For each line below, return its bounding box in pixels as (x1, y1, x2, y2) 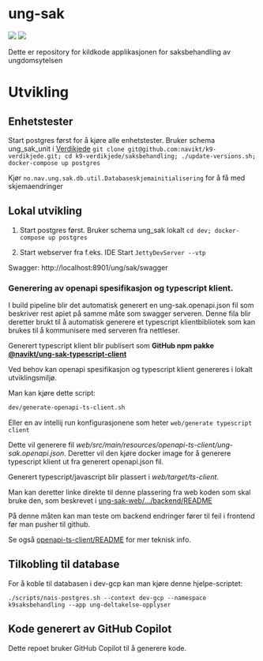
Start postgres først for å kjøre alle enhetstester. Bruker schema (8, 135, 216, 145)
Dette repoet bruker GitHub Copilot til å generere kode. (8, 643, 187, 652)
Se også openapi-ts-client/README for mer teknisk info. (8, 535, 192, 544)
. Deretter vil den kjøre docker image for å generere (64, 448, 231, 458)
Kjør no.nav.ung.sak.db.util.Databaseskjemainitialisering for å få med (8, 173, 246, 182)
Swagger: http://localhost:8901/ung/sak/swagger (8, 262, 168, 272)
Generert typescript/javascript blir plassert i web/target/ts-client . (8, 471, 220, 482)
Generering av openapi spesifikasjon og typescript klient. (8, 282, 234, 293)
